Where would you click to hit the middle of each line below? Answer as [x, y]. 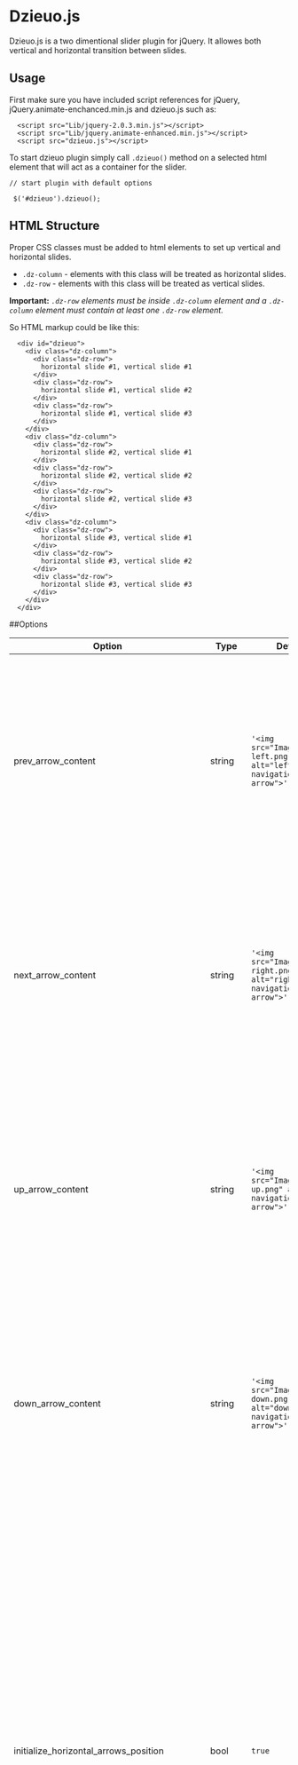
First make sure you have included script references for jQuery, [125, 99]
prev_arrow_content [55, 761]
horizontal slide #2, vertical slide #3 [117, 499]
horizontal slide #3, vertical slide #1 [117, 538]
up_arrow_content [51, 1189]
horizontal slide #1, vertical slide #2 [117, 390]
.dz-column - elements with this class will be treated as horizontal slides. [154, 273]
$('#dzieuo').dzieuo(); [57, 198]
